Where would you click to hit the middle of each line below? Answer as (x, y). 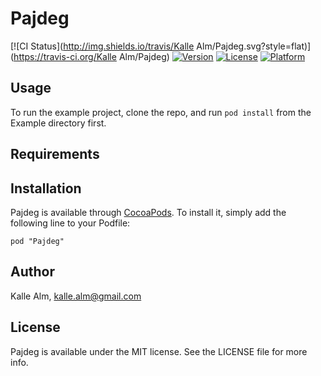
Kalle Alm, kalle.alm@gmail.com (76, 296)
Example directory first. (58, 123)
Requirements (55, 154)
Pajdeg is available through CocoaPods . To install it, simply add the (148, 212)
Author (32, 272)
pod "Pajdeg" (37, 241)
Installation (46, 188)
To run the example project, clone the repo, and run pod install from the (161, 112)
